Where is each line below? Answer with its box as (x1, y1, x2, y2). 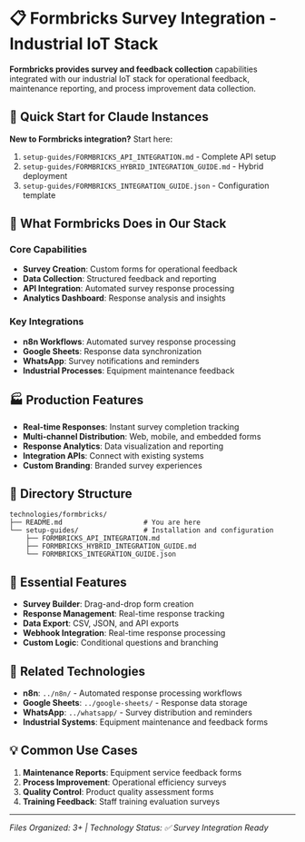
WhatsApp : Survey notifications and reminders (22, 355, 200, 366)
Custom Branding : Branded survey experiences (22, 460, 202, 471)
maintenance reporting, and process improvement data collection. (9, 83, 257, 94)
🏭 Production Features (9, 392, 144, 408)
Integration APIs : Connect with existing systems (22, 450, 204, 461)
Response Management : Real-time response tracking (22, 609, 225, 619)
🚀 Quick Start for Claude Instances (9, 109, 209, 124)
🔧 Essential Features (9, 574, 127, 589)
